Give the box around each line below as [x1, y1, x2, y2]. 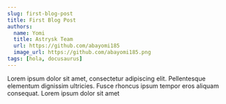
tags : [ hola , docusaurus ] [7, 55, 82, 62]
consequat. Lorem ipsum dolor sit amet [7, 89, 120, 97]
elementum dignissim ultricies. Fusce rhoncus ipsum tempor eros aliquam [7, 81, 220, 90]
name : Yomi [13, 29, 45, 37]
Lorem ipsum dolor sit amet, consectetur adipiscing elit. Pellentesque [7, 74, 206, 83]
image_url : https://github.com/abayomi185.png [13, 49, 151, 56]
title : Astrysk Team [13, 36, 73, 43]
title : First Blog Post [7, 17, 77, 24]
